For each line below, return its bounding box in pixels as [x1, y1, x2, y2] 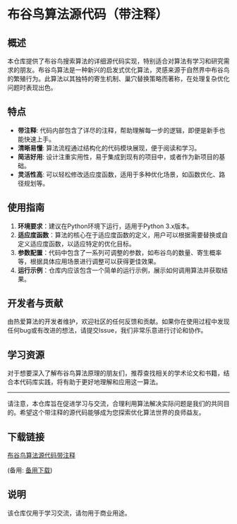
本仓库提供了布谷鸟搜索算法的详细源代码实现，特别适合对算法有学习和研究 [7, 57, 224, 65]
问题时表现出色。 [7, 83, 57, 92]
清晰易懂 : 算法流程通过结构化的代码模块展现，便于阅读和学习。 [17, 143, 201, 152]
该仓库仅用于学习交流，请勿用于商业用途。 [7, 508, 131, 517]
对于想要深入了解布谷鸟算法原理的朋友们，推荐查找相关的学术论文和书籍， [7, 369, 224, 378]
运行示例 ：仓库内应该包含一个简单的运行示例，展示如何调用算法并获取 [17, 266, 222, 274]
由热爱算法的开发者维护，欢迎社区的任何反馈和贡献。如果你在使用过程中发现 [7, 317, 230, 326]
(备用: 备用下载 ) [7, 466, 53, 475]
